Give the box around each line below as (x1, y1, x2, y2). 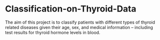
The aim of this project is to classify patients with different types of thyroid (5, 19, 156, 25)
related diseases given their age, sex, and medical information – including (5, 24, 153, 30)
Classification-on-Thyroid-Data (5, 3, 137, 14)
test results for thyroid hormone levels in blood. (5, 29, 100, 35)
